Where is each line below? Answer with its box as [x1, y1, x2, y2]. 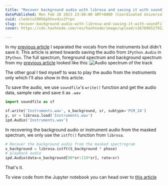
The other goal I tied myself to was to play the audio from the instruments [5, 69, 156, 75]
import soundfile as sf [5, 99, 55, 105]
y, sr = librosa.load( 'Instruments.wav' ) [5, 113, 93, 118]
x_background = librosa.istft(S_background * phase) [5, 146, 117, 151]
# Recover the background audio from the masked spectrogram [5, 142, 135, 147]
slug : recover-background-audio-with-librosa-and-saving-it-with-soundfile [5, 21, 166, 26]
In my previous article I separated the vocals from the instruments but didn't [5, 44, 161, 50]
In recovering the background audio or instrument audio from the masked [5, 127, 156, 133]
